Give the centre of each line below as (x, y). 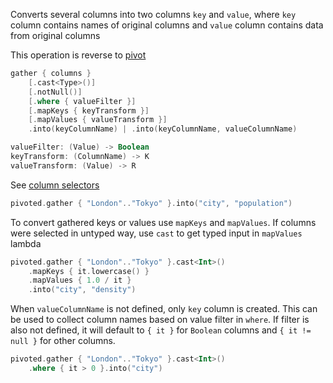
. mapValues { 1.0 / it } (80, 280)
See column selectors (55, 185)
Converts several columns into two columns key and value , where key (153, 14)
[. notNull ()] (55, 92)
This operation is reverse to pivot (78, 55)
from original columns (55, 35)
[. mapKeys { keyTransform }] (89, 110)
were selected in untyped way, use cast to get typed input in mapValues (156, 233)
